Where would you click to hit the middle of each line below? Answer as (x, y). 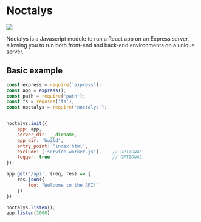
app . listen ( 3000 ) (28, 213)
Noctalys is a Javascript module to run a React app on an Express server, (98, 39)
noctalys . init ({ (27, 124)
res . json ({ (31, 180)
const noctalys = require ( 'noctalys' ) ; (57, 107)
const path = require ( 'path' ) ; (46, 96)
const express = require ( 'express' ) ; (54, 85)
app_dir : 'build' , (40, 140)
